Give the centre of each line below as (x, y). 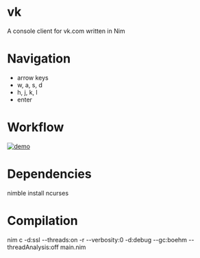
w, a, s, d (29, 85)
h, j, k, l (27, 92)
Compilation (42, 221)
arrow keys (33, 78)
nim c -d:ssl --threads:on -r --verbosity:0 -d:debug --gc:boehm (97, 239)
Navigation (39, 59)
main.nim (73, 247)
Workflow (36, 127)
